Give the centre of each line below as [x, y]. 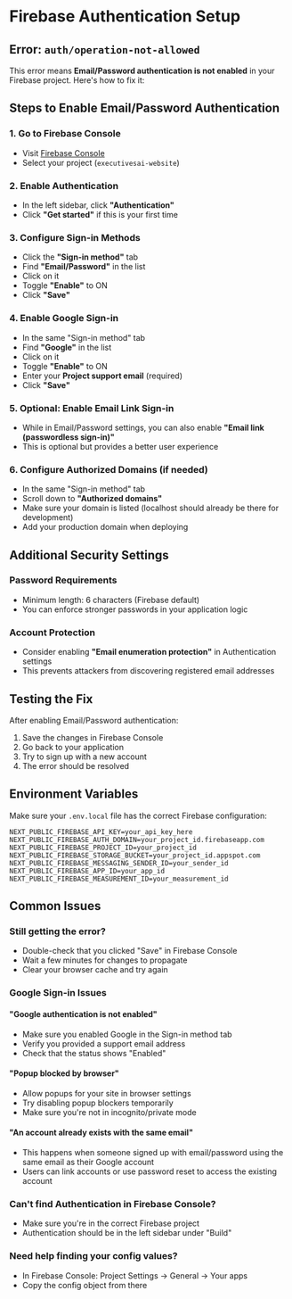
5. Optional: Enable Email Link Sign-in [92, 408]
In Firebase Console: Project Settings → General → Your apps [134, 1275]
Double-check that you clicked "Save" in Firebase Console [130, 951]
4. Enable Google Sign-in [64, 319]
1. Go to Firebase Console [65, 134]
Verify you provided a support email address [104, 1043]
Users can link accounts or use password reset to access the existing [150, 1171]
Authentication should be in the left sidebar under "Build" [127, 1233]
